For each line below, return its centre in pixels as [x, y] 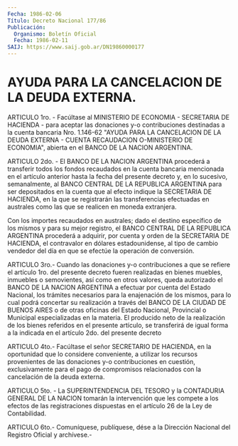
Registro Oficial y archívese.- [50, 435]
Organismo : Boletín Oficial [55, 34]
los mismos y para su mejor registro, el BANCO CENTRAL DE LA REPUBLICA [119, 228]
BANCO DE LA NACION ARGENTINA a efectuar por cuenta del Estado [109, 287]
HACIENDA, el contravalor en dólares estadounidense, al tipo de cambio [113, 243]
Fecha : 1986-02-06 [34, 14]
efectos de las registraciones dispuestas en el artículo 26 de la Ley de [110, 405]
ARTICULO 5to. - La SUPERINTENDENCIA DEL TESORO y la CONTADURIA [116, 390]
